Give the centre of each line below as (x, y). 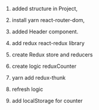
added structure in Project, (45, 9)
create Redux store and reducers (52, 55)
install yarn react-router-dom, (48, 20)
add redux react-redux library (48, 43)
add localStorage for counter (47, 101)
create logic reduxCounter (44, 66)
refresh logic (27, 89)
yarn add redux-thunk (39, 78)
